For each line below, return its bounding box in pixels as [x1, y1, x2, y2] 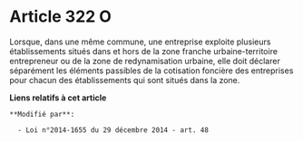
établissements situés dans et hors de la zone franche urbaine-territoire [9, 45, 279, 56]
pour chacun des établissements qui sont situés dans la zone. [9, 74, 240, 85]
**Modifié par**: [9, 109, 75, 118]
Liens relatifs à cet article [9, 92, 107, 103]
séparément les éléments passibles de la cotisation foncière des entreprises [9, 65, 294, 76]
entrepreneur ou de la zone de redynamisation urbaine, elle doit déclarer [9, 55, 281, 66]
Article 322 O [9, 6, 112, 27]
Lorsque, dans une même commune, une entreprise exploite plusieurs [9, 36, 271, 47]
